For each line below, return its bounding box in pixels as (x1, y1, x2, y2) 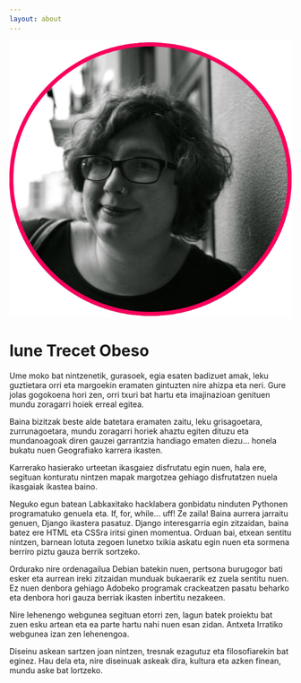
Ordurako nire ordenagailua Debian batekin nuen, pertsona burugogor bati (9, 563, 284, 574)
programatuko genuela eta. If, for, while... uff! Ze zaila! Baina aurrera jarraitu (9, 507, 288, 519)
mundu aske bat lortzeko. (9, 664, 103, 676)
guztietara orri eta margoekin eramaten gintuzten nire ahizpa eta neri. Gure (9, 379, 287, 390)
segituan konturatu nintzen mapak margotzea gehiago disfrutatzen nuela (9, 471, 278, 482)
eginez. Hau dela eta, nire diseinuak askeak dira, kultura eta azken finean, (9, 655, 282, 666)
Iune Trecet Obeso (9, 341, 150, 360)
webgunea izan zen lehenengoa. (9, 628, 130, 639)
